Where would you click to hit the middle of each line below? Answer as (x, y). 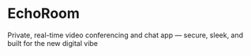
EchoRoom (44, 14)
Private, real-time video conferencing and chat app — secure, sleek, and (126, 35)
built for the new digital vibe (53, 43)
